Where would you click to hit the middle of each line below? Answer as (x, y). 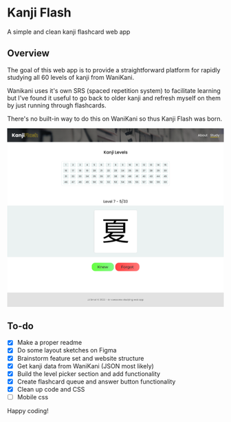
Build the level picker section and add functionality (88, 374)
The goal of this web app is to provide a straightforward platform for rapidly (114, 70)
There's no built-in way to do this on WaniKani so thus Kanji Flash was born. (115, 118)
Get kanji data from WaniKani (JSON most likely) (86, 366)
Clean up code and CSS (51, 389)
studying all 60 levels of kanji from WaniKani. (71, 77)
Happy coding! (28, 410)
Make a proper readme (49, 343)
